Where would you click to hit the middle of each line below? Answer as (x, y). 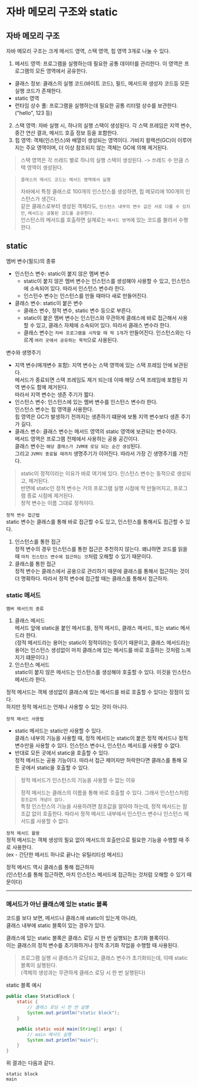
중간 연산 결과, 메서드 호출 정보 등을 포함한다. (67, 133)
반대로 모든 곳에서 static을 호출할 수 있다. (62, 753)
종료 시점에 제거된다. (51, 495)
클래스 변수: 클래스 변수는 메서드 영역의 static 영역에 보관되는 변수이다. (96, 431)
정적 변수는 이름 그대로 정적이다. (57, 503)
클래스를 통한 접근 (35, 563)
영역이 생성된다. (45, 168)
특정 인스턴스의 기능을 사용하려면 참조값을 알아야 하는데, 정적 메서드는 (101, 806)
